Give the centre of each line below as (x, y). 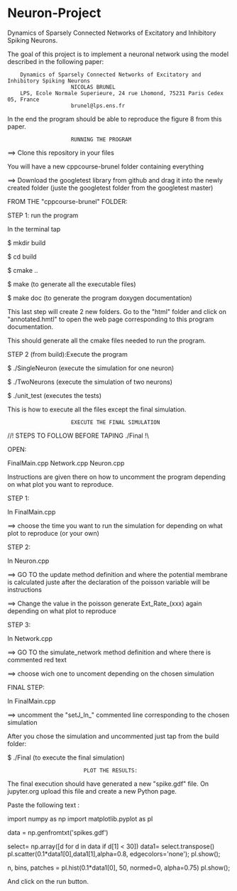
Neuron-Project (54, 13)
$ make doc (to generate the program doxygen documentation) (100, 298)
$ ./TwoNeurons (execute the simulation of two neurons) (90, 382)
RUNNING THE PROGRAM (101, 139)
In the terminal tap (34, 229)
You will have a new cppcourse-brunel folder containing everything (106, 166)
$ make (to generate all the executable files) (72, 284)
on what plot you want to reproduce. (60, 484)
